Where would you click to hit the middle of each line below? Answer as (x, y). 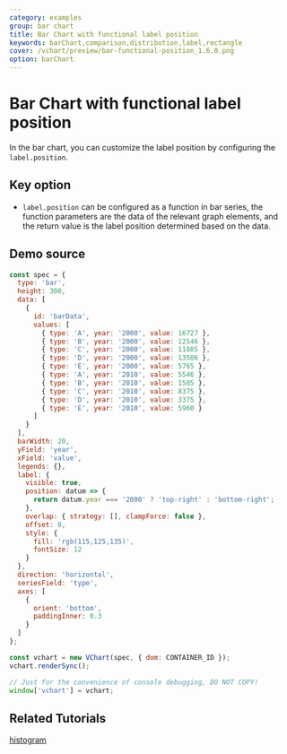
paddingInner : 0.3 (67, 616)
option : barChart (42, 59)
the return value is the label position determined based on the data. (146, 226)
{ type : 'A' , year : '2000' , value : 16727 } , (126, 333)
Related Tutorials (58, 718)
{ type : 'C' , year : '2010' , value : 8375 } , (124, 391)
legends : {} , (42, 466)
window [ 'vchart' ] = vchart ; (62, 690)
